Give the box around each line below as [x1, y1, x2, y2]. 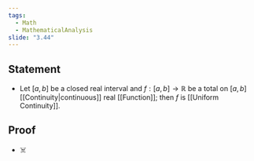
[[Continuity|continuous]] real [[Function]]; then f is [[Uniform [19, 93, 219, 102]
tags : [8, 11, 26, 20]
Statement [8, 62, 61, 75]
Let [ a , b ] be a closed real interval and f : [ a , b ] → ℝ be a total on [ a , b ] [19, 84, 247, 93]
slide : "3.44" [8, 33, 55, 42]
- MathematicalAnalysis [15, 26, 93, 34]
